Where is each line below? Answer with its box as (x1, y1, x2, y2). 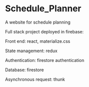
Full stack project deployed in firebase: (5, 29, 84, 34)
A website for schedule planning (5, 19, 71, 25)
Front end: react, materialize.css (5, 38, 70, 44)
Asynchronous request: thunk (5, 76, 65, 82)
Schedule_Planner (5, 3, 82, 14)
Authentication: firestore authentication (5, 57, 85, 63)
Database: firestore (5, 67, 44, 73)
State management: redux (5, 48, 58, 54)
